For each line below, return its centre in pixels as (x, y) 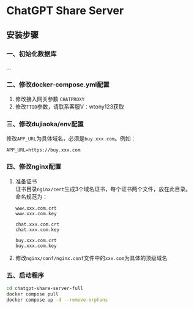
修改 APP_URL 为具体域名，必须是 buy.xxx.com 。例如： (71, 139)
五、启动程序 (25, 275)
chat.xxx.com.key (37, 230)
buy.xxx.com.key (36, 246)
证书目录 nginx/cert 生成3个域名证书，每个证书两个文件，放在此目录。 (103, 189)
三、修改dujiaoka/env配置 (45, 124)
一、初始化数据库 (32, 54)
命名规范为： (31, 196)
